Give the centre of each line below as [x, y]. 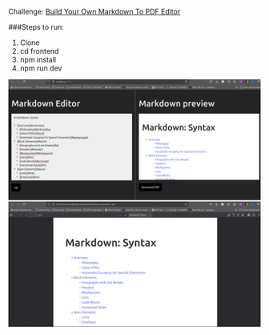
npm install [38, 60]
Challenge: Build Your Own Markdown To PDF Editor [94, 12]
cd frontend [39, 51]
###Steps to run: [36, 27]
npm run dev [41, 68]
